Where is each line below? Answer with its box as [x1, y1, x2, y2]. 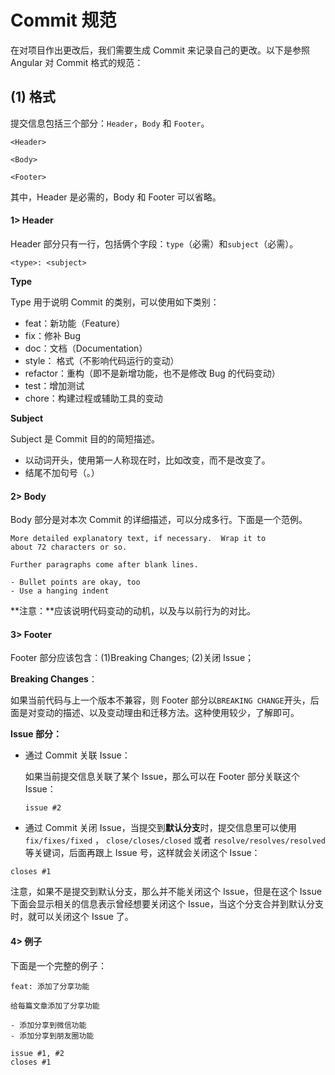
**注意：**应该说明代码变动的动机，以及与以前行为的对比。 [10, 605, 257, 617]
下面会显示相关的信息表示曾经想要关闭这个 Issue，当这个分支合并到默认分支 [10, 898, 324, 910]
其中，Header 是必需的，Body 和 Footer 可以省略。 [10, 191, 222, 203]
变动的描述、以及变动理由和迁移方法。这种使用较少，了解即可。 [36, 707, 300, 719]
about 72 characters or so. [10, 542, 128, 553]
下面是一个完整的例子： [10, 959, 107, 971]
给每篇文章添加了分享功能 [10, 1001, 100, 1011]
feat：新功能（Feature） [24, 317, 126, 329]
